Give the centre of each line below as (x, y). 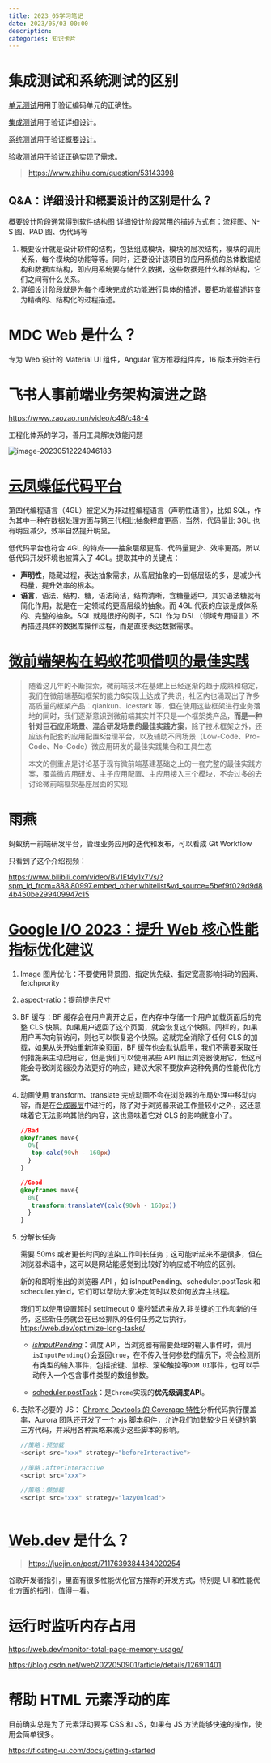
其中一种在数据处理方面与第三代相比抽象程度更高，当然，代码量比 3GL (133, 520)
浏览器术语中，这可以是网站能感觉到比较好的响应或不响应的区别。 (130, 1264)
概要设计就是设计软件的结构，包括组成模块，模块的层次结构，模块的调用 (140, 249)
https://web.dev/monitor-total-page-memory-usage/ (96, 1649)
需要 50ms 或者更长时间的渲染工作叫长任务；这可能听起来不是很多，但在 (141, 1254)
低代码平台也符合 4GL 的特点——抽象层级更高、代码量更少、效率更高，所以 (134, 547)
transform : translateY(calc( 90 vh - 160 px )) (104, 1205)
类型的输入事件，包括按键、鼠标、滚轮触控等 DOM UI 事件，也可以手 (150, 1365)
